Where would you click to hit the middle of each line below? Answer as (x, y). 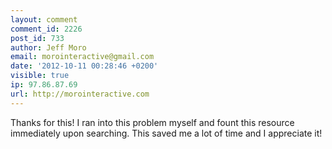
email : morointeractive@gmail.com (82, 57)
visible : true (40, 76)
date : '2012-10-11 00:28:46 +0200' (84, 66)
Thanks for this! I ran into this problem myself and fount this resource (152, 122)
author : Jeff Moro (48, 47)
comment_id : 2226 (46, 29)
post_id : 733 (37, 38)
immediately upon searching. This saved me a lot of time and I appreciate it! (166, 133)
